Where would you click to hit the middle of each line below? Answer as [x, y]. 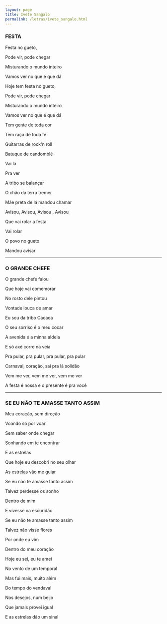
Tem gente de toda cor [29, 125]
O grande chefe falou [27, 279]
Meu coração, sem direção [33, 414]
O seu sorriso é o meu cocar [34, 327]
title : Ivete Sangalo [28, 14]
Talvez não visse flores [29, 530]
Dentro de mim [20, 501]
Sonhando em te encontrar [33, 443]
